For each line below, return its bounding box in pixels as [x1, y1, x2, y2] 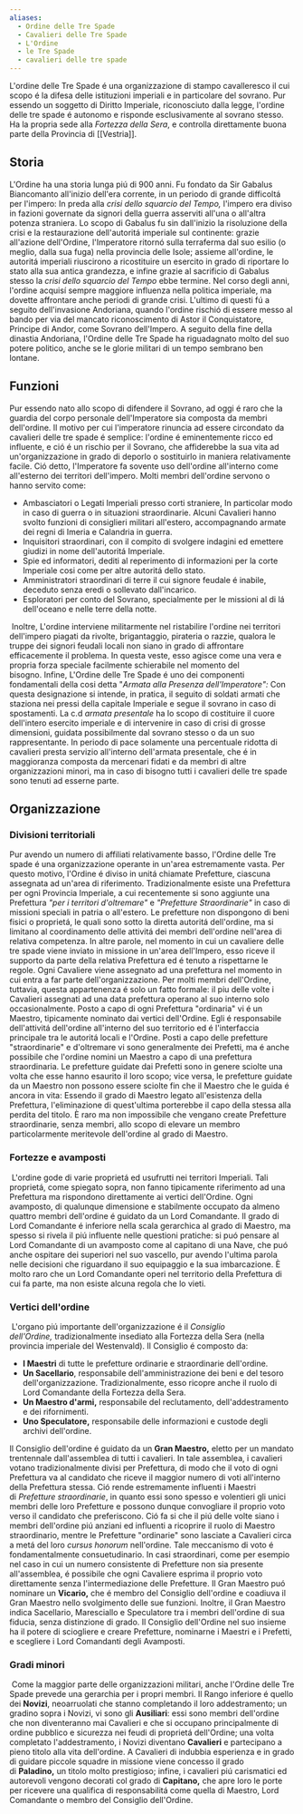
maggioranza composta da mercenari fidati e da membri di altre [9, 756, 247, 766]
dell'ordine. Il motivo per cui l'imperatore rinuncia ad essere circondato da [9, 422, 285, 433]
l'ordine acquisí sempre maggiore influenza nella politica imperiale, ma [9, 285, 272, 296]
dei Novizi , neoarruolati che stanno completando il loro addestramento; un [9, 1698, 288, 1710]
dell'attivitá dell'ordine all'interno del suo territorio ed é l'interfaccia [9, 1022, 260, 1034]
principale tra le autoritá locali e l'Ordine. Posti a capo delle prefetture [9, 1032, 269, 1043]
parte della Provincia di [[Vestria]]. [9, 129, 137, 139]
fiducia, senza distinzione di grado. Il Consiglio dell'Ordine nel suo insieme [9, 1616, 287, 1627]
